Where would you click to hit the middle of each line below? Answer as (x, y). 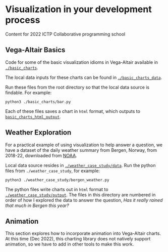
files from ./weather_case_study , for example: (52, 171)
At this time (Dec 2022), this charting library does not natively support (78, 239)
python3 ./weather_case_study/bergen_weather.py (57, 180)
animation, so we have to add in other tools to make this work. (70, 244)
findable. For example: (29, 93)
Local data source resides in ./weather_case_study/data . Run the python (80, 165)
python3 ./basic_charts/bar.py (38, 102)
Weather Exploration (38, 133)
